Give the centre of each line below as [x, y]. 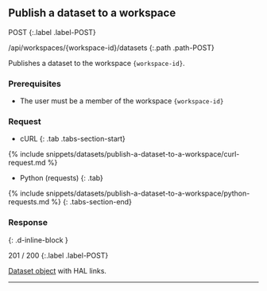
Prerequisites [35, 83]
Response [28, 223]
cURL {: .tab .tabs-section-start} [72, 139]
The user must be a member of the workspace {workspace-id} [122, 101]
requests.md [29, 202]
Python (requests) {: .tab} [61, 178]
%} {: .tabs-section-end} [92, 202]
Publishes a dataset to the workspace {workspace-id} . [97, 63]
